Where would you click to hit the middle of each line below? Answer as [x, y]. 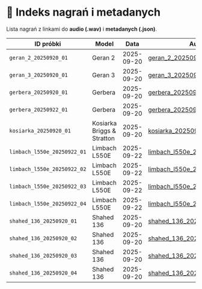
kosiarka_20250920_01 [40, 131]
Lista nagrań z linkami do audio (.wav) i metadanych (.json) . [82, 29]
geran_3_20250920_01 [38, 75]
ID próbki [48, 43]
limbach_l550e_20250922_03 [48, 186]
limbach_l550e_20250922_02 [48, 169]
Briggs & [104, 131]
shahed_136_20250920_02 [43, 238]
